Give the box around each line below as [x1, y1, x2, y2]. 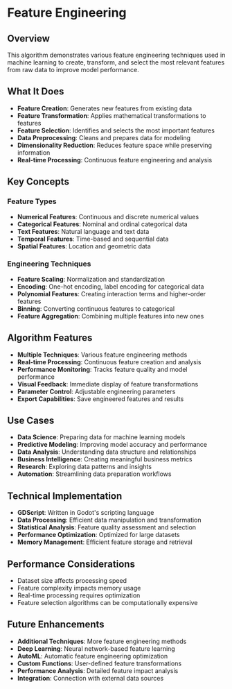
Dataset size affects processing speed [17, 577, 127, 585]
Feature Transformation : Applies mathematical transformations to [17, 111, 206, 119]
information [17, 148, 51, 157]
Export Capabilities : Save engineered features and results [17, 394, 184, 403]
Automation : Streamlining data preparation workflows [17, 470, 172, 478]
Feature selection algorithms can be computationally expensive [17, 599, 198, 607]
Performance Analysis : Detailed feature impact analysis [17, 666, 179, 674]
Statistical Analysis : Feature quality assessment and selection [17, 523, 196, 531]
